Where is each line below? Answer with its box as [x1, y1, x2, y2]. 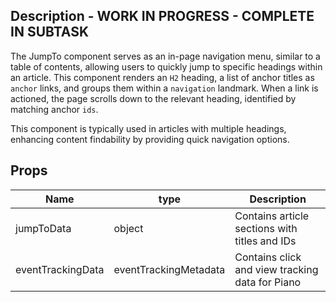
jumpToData [15, 221, 72, 235]
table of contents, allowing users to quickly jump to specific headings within [10, 60, 323, 73]
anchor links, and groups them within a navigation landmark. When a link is [10, 82, 319, 94]
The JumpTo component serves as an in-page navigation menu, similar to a [10, 50, 321, 62]
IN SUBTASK [10, 24, 90, 41]
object [113, 221, 144, 235]
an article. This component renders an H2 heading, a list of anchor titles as [10, 71, 315, 83]
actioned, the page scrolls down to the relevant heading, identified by [10, 92, 297, 104]
